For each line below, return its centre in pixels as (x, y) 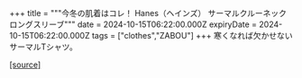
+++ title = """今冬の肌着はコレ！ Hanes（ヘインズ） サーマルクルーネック (148, 13)
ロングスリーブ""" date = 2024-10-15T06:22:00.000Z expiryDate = (133, 24)
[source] (25, 65)
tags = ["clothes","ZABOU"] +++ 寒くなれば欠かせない (192, 35)
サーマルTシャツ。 (44, 47)
